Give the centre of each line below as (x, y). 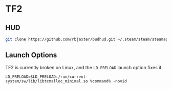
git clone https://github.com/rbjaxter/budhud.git (60, 39)
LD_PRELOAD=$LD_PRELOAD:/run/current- (47, 77)
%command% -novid (108, 81)
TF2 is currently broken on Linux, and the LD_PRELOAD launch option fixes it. (84, 67)
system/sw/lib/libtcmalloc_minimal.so (47, 81)
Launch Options (31, 55)
